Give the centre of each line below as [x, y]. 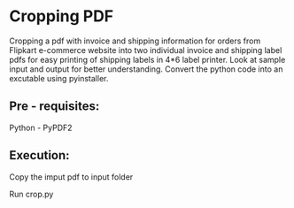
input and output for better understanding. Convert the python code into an [146, 69]
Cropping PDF [62, 16]
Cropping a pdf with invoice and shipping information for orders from [135, 41]
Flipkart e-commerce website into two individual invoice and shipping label [146, 50]
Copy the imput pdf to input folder [71, 177]
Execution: [39, 155]
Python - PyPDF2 [41, 127]
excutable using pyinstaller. [59, 78]
